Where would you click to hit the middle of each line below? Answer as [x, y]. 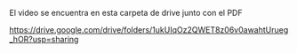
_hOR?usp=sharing [44, 39]
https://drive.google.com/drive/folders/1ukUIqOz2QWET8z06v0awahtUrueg [149, 30]
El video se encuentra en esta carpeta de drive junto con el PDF [126, 13]
